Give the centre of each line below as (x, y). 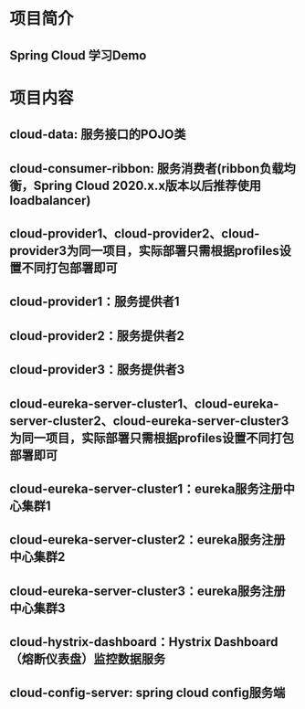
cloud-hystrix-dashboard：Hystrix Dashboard (144, 642)
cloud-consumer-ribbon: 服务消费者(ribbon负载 (147, 169)
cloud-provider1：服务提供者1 (95, 302)
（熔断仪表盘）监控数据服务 (88, 659)
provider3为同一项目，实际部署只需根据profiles (145, 251)
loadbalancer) (50, 201)
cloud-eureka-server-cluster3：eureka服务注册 (147, 591)
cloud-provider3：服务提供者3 (97, 370)
